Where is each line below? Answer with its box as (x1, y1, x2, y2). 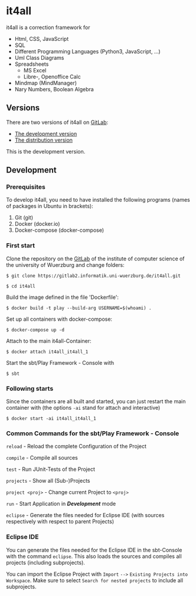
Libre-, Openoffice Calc (23, 73, 81, 80)
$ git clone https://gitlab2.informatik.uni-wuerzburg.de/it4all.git (6, 273, 181, 279)
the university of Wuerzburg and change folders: (6, 261, 125, 268)
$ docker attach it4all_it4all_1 (6, 349, 89, 355)
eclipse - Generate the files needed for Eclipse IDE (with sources (6, 512, 165, 519)
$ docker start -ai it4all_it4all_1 (6, 416, 96, 422)
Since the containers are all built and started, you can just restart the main (6, 398, 186, 405)
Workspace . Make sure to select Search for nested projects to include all (6, 576, 184, 584)
